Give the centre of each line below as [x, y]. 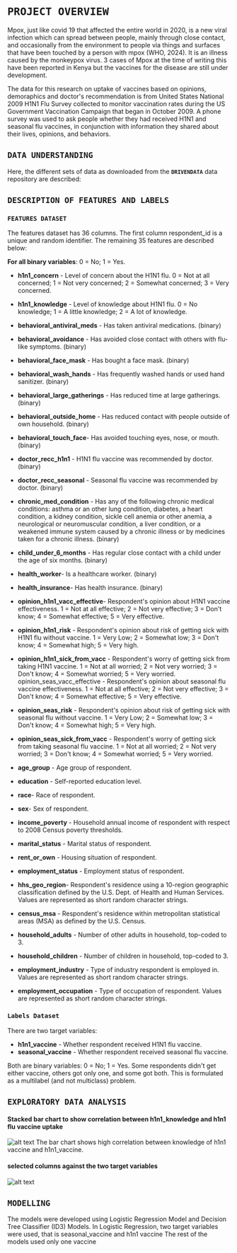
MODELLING [29, 1203]
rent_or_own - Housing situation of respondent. [87, 858]
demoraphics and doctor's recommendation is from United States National [116, 96]
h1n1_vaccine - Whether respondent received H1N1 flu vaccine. [110, 1044]
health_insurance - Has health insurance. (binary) [90, 588]
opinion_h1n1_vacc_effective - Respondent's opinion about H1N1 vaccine [124, 601]
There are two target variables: [52, 1030]
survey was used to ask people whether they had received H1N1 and [107, 119]
